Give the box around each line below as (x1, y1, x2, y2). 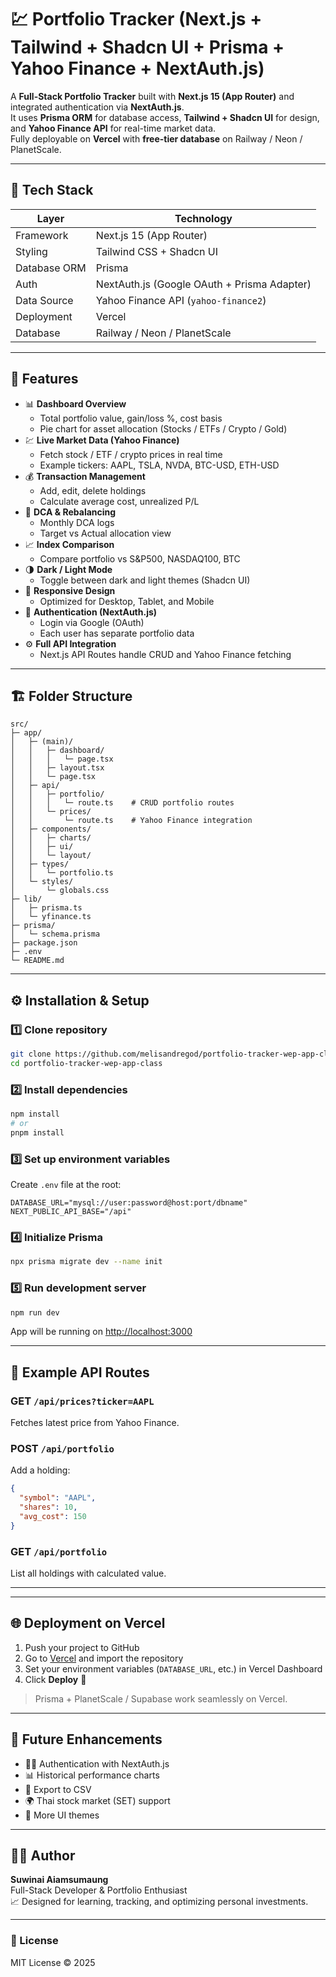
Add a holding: (10, 1464, 71, 1476)
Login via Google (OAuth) (39, 616, 145, 628)
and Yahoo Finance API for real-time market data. (10, 122, 217, 134)
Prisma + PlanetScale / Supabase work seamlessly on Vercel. (34, 1692, 288, 1705)
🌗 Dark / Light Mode (24, 563, 113, 575)
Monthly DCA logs (39, 516, 115, 528)
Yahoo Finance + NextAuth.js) (10, 57, 265, 80)
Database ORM (15, 261, 87, 275)
